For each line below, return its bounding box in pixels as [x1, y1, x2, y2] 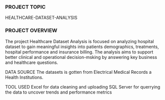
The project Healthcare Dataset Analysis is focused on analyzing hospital [5, 38, 154, 44]
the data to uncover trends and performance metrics [5, 89, 112, 95]
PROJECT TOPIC [5, 3, 46, 10]
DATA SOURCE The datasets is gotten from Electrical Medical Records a [5, 69, 152, 75]
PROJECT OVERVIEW [5, 27, 58, 34]
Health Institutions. [5, 74, 43, 80]
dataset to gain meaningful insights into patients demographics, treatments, [5, 44, 159, 50]
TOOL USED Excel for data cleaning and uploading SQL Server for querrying [5, 84, 161, 90]
